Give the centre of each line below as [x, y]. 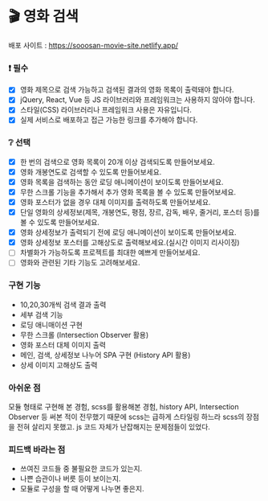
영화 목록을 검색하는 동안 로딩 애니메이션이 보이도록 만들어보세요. [122, 182]
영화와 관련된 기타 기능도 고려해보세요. [80, 263]
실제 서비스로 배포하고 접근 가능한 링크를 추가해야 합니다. [109, 120]
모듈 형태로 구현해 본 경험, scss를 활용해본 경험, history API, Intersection [124, 407]
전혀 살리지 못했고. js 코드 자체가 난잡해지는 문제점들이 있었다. [114, 427]
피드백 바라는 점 [37, 450]
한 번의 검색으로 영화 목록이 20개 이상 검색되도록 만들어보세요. [117, 162]
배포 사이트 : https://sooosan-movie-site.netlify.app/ [93, 45]
